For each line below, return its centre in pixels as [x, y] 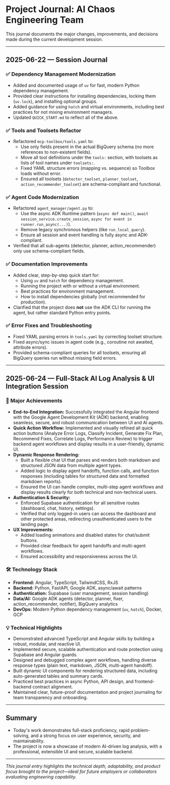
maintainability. [29, 741]
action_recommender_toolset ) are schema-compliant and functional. [91, 184]
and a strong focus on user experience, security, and [86, 735]
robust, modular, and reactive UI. [47, 644]
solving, [21, 735]
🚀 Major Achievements [34, 401]
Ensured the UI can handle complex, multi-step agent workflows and [92, 487]
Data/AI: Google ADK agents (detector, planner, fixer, [68, 599]
